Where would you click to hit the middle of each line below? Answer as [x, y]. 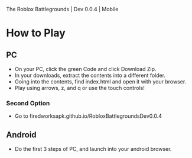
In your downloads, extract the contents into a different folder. [90, 75]
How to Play [36, 33]
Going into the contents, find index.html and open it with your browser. [100, 82]
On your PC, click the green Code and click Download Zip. [85, 69]
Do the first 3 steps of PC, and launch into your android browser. [93, 149]
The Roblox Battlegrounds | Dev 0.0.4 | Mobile [62, 9]
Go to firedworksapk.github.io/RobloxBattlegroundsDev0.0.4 [88, 116]
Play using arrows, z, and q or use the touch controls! [79, 88]
